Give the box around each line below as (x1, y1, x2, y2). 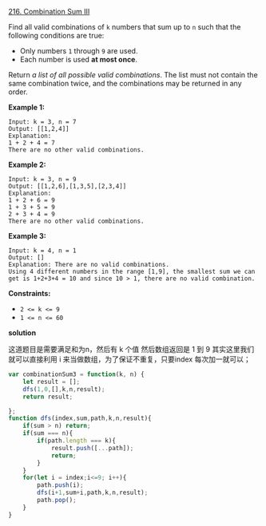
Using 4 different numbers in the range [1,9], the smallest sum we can (8, 267, 256, 275)
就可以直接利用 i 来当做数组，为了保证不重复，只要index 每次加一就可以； (8, 354, 251, 364)
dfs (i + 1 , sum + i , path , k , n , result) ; (37, 488, 149, 497)
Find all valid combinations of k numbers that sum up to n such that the (8, 22, 241, 31)
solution (8, 328, 37, 338)
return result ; (22, 393, 73, 401)
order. (8, 87, 28, 97)
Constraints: (8, 289, 51, 298)
